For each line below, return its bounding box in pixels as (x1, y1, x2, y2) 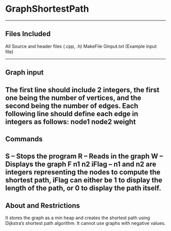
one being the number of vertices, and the (5, 93, 141, 102)
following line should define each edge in (5, 109, 138, 118)
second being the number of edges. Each (5, 101, 138, 110)
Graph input (5, 68, 44, 77)
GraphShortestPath (5, 3, 89, 15)
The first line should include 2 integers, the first (5, 85, 159, 94)
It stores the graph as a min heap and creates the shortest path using (5, 215, 150, 221)
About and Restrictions (5, 201, 80, 210)
